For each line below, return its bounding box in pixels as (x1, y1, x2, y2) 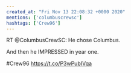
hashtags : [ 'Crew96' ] (6, 20, 61, 26)
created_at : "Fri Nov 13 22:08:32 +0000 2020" (6, 8, 126, 15)
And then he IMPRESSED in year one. (6, 48, 99, 56)
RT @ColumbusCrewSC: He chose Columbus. (6, 37, 121, 44)
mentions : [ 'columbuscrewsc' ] (6, 14, 83, 21)
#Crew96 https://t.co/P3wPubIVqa (6, 60, 92, 67)
